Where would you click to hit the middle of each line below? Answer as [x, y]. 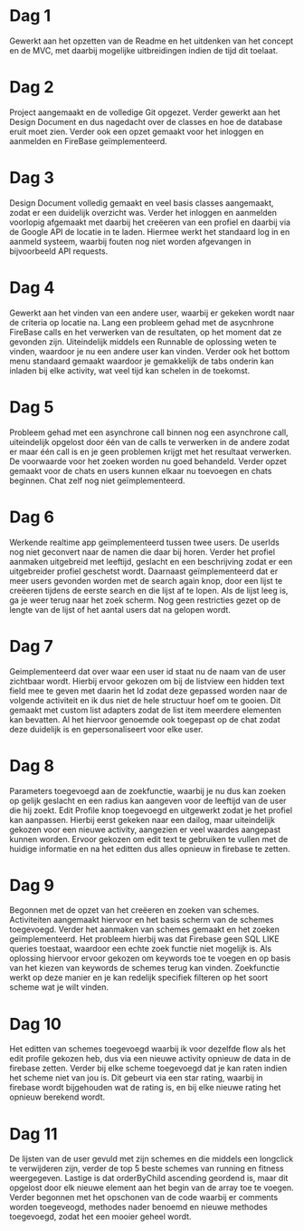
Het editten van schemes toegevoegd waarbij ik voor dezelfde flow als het [148, 1049]
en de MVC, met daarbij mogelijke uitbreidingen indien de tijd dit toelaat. [144, 50]
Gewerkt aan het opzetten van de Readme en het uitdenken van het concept [152, 41]
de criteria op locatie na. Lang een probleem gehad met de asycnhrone [142, 322]
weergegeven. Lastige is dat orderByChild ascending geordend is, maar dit [149, 1178]
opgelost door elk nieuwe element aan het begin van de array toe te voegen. [152, 1187]
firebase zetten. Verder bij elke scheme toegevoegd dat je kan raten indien [148, 1068]
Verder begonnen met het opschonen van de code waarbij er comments [144, 1197]
